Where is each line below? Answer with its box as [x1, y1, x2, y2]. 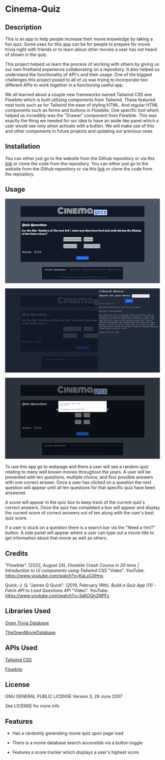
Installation [5, 142, 40, 151]
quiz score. [5, 515, 28, 521]
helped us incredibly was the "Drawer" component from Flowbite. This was [5, 113, 157, 118]
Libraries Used [5, 607, 51, 615]
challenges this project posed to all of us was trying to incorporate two [5, 77, 148, 83]
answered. [5, 490, 27, 496]
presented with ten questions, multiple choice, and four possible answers [5, 474, 153, 480]
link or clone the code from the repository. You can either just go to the [5, 161, 149, 167]
